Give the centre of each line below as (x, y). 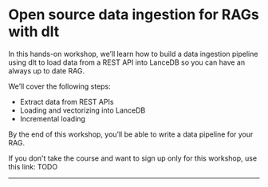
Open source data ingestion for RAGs (134, 15)
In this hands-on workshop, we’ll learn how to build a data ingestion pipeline (133, 54)
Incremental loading (53, 118)
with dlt (34, 32)
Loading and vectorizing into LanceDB (83, 110)
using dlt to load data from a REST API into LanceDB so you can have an (127, 62)
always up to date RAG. (47, 70)
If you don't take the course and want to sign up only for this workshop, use (133, 158)
